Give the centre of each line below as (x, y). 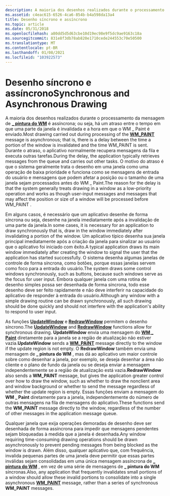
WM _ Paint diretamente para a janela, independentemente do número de (82, 397)
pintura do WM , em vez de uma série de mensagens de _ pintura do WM (82, 466)
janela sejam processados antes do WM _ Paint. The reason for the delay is (83, 183)
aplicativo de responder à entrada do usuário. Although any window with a (82, 296)
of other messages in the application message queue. (61, 414)
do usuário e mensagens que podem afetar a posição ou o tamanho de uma (84, 178)
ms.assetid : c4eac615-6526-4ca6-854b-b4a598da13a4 (60, 15)
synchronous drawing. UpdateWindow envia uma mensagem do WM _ (79, 332)
